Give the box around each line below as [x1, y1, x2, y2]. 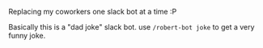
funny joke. [8, 31, 46, 40]
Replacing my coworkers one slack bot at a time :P [8, 7, 177, 16]
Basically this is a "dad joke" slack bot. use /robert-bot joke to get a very [8, 22, 255, 31]
